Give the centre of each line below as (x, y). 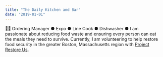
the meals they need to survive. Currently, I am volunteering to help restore (82, 39)
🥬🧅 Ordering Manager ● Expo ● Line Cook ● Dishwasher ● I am (72, 28)
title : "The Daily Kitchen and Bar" (43, 10)
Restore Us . (17, 50)
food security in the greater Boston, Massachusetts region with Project (77, 44)
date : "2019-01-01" (25, 14)
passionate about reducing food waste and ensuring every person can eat (81, 34)
